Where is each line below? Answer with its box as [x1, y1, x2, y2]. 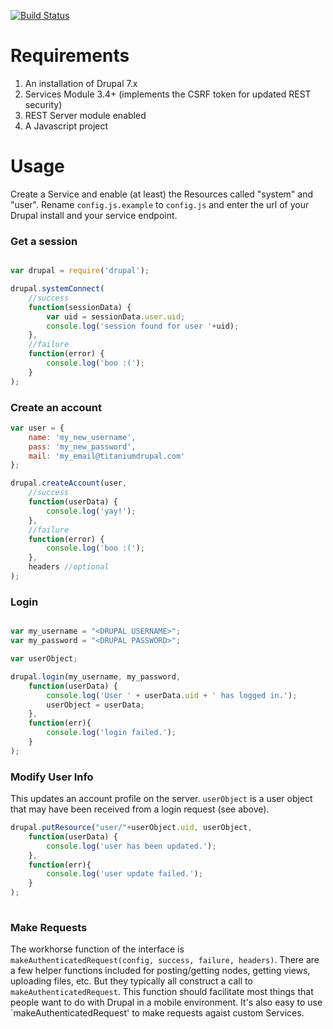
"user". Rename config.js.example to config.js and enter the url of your [10, 198, 310, 210]
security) [24, 98, 63, 110]
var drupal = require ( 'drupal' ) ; [10, 266, 150, 276]
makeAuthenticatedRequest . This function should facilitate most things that [10, 986, 314, 998]
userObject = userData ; [46, 700, 145, 710]
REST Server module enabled [24, 109, 147, 121]
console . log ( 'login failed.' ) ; [46, 728, 177, 738]
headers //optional [28, 562, 110, 572]
